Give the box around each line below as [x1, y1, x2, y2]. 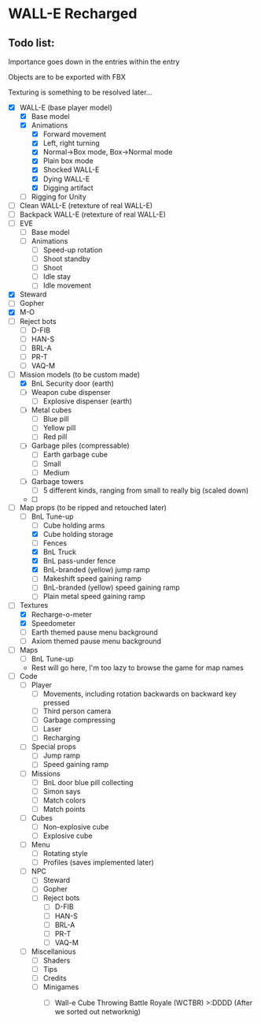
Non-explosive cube [42, 821, 109, 832]
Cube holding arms [42, 520, 105, 530]
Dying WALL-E [42, 174, 90, 184]
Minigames [42, 982, 79, 992]
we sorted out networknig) [54, 1007, 142, 1017]
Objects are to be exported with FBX [8, 73, 126, 81]
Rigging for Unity [31, 192, 86, 201]
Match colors [42, 795, 86, 805]
